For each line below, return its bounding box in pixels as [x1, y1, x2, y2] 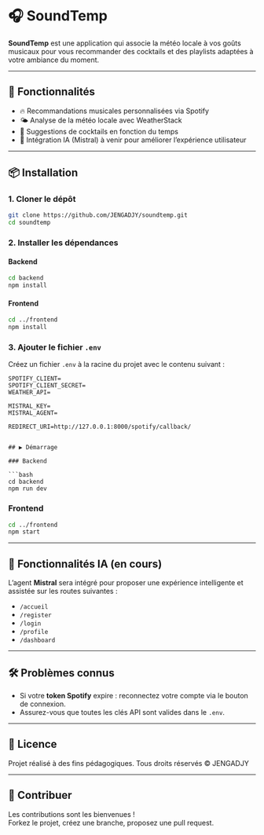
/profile [19, 628, 49, 636]
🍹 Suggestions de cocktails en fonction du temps [19, 126, 179, 136]
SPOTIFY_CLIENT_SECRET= [8, 382, 86, 390]
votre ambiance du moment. [8, 55, 100, 64]
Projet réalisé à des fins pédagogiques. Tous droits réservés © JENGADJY [8, 758, 249, 767]
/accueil [19, 603, 49, 611]
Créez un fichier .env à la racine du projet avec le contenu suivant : [8, 360, 225, 369]
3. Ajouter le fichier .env [8, 342, 102, 353]
